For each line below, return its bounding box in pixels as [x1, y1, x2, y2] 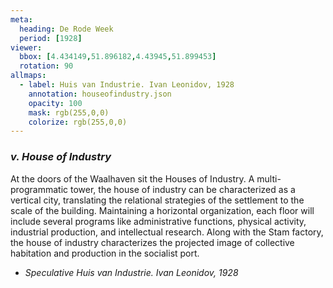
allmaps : [10, 71, 47, 81]
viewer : [10, 42, 43, 53]
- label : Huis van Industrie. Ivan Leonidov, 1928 [19, 80, 235, 90]
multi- [256, 172, 282, 185]
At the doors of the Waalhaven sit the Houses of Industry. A [10, 172, 255, 185]
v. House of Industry [10, 150, 112, 164]
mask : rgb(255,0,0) [28, 107, 110, 118]
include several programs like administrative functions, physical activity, [10, 215, 307, 227]
